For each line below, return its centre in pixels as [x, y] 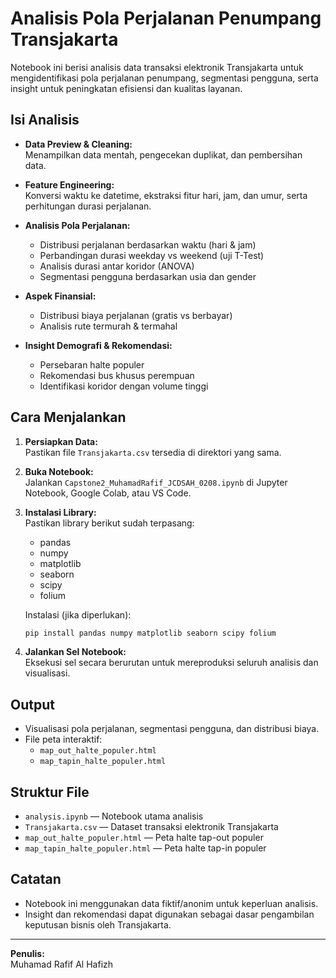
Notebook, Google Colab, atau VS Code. [108, 493]
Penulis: [27, 953]
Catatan [36, 879]
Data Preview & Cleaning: [78, 144]
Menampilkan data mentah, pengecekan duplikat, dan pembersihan [163, 154]
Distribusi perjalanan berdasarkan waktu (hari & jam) [148, 244]
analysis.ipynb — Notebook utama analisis [114, 816]
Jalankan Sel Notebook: [75, 652]
